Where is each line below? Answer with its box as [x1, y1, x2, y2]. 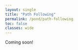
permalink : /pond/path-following [5, 16, 74, 21]
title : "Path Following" [5, 12, 56, 17]
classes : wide [5, 26, 34, 31]
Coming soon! [5, 39, 33, 45]
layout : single [5, 7, 36, 12]
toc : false [5, 21, 27, 26]
